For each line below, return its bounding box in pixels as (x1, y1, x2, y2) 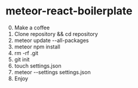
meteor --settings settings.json (14, 68, 91, 75)
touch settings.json (14, 62, 62, 69)
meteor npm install (14, 43, 60, 50)
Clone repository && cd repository (14, 30, 98, 37)
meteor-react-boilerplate (5, 4, 133, 18)
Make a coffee (14, 24, 50, 31)
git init (14, 56, 30, 63)
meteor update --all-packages (14, 37, 89, 44)
